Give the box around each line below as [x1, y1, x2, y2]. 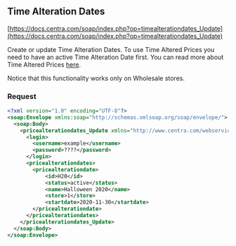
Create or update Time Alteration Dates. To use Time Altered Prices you [7, 45, 215, 53]
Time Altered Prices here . [7, 60, 81, 69]
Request [7, 91, 37, 101]
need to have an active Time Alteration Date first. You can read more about [7, 53, 224, 61]
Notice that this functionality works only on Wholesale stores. [7, 74, 185, 82]
